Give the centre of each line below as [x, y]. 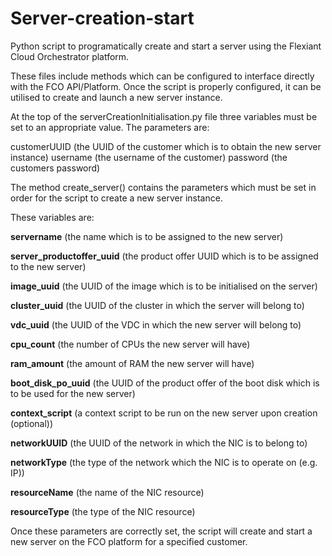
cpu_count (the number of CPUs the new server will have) [130, 344]
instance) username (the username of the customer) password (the [149, 157]
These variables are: [52, 217]
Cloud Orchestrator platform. [70, 56]
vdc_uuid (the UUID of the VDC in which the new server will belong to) [156, 324]
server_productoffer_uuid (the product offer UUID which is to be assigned [164, 256]
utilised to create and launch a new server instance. [116, 97]
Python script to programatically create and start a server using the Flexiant [166, 46]
